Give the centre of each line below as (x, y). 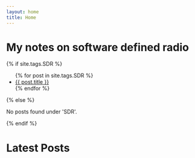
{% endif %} (22, 124)
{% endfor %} (32, 89)
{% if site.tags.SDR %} (34, 64)
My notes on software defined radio (97, 47)
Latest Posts (38, 148)
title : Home (21, 17)
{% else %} (21, 100)
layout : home (23, 12)
